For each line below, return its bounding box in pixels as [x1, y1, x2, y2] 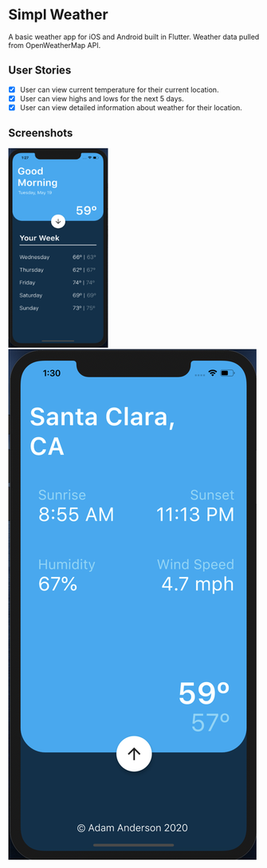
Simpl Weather [8, 6, 109, 24]
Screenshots [8, 126, 73, 140]
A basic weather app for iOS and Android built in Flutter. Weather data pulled [8, 32, 260, 41]
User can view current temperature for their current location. [19, 85, 219, 94]
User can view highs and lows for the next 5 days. [19, 93, 185, 103]
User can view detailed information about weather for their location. [19, 102, 243, 112]
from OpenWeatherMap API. [8, 40, 101, 49]
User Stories [8, 64, 72, 77]
